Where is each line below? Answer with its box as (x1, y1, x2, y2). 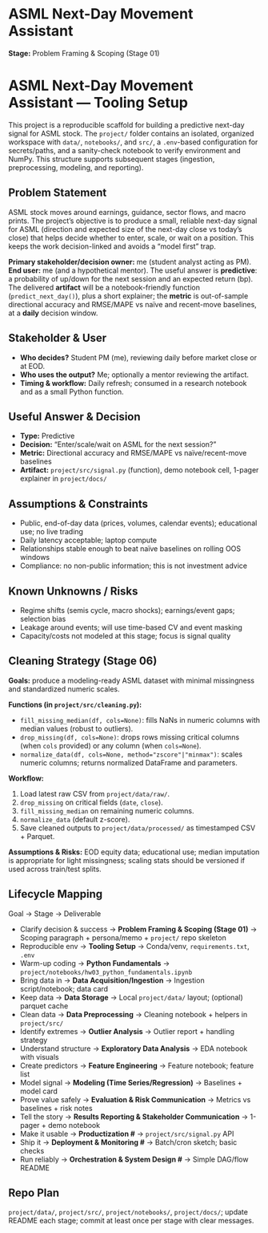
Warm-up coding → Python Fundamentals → (19, 958, 170, 967)
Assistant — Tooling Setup (8, 94, 188, 112)
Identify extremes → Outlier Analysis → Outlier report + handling (19, 1026, 234, 1036)
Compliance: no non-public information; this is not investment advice (19, 561, 248, 570)
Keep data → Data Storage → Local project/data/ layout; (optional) (19, 992, 243, 1002)
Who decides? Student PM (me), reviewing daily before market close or (19, 352, 258, 362)
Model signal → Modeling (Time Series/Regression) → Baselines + (19, 1077, 242, 1087)
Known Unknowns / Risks (8, 584, 138, 598)
